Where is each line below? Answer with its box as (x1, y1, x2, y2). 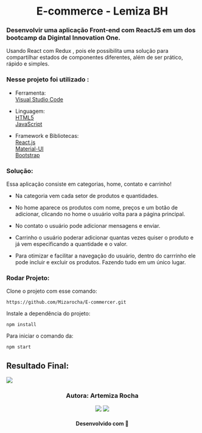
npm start (6, 344, 32, 350)
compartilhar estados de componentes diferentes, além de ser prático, (6, 53, 184, 61)
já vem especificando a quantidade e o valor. (15, 240, 128, 248)
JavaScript (15, 120, 43, 128)
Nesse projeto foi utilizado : (6, 75, 89, 84)
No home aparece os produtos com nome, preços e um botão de (15, 204, 178, 211)
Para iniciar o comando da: (6, 332, 74, 339)
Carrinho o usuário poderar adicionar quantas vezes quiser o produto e (15, 234, 193, 241)
